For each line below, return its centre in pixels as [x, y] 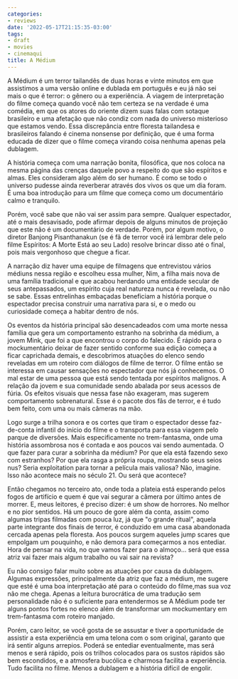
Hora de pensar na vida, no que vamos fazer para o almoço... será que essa [118, 549]
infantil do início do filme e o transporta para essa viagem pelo [127, 430]
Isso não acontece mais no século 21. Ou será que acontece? [97, 475]
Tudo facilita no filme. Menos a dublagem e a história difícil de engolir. [110, 668]
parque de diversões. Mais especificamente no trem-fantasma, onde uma [115, 437]
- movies [20, 47]
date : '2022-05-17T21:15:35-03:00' [60, 27]
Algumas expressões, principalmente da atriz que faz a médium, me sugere [118, 579]
